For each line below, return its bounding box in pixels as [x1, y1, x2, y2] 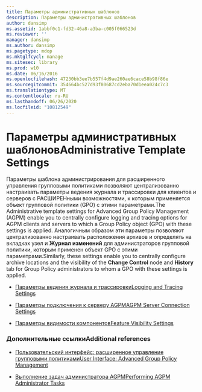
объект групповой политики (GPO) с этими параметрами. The [6, 201, 166, 209]
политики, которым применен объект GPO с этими [6, 246, 138, 253]
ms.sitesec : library [6, 59, 58, 65]
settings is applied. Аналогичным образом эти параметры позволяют [6, 227, 185, 234]
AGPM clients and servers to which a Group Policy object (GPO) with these [6, 221, 192, 228]
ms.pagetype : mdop [6, 48, 52, 54]
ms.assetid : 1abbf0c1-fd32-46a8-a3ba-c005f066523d [6, 25, 136, 32]
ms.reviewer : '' [6, 31, 47, 37]
